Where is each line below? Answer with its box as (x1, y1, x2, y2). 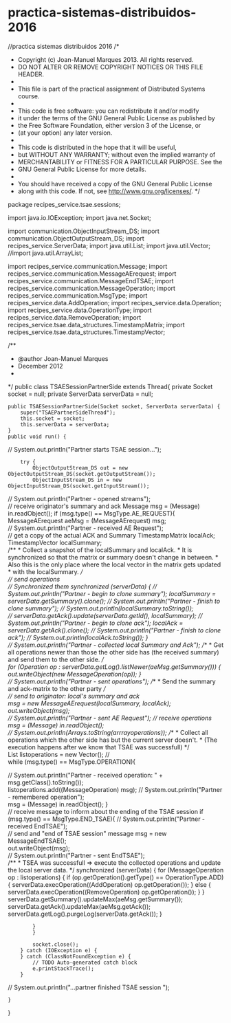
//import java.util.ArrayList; (8, 249, 83, 257)
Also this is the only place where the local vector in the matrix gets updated (8, 560, 221, 569)
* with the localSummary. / (8, 567, 83, 575)
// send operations (8, 575, 60, 583)
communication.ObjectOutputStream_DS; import (8, 234, 145, 242)
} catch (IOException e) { (20, 947, 98, 954)
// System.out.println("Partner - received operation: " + (8, 771, 164, 779)
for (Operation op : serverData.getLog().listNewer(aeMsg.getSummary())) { (8, 662, 221, 671)
